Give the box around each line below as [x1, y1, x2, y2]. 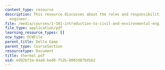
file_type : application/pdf [5, 26, 63, 31]
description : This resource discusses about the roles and [5, 12, 129, 17]
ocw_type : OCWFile [5, 35, 43, 40]
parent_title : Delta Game [5, 39, 58, 44]
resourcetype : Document [5, 48, 54, 53]
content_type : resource [5, 7, 54, 12]
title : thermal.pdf [5, 53, 45, 58]
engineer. [9, 16, 29, 21]
